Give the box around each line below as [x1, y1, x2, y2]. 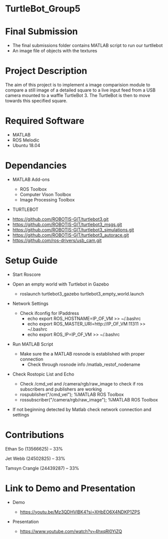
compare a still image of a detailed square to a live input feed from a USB [5, 87, 156, 93]
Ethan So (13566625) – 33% [5, 445, 63, 451]
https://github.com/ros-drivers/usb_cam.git [12, 237, 102, 243]
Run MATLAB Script [12, 341, 53, 347]
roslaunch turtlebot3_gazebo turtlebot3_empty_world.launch [19, 290, 144, 296]
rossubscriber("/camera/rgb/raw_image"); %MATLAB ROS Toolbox [19, 396, 158, 402]
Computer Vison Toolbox [19, 191, 71, 197]
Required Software [5, 115, 84, 126]
